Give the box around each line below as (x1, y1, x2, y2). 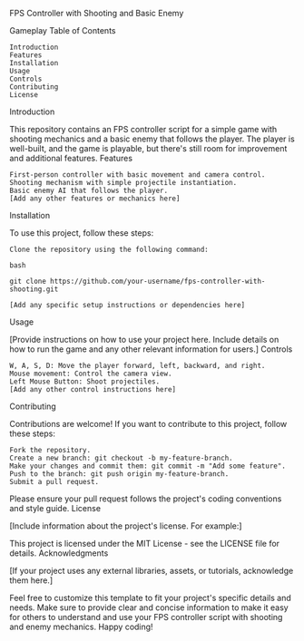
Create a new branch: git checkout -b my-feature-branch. (9, 453, 233, 462)
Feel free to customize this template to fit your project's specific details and (9, 593, 292, 603)
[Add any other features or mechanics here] (9, 194, 181, 203)
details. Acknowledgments (9, 548, 109, 558)
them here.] (9, 575, 54, 586)
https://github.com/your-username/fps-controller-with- (49, 277, 266, 286)
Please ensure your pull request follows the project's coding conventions (9, 493, 282, 504)
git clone (9, 277, 47, 286)
